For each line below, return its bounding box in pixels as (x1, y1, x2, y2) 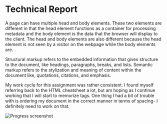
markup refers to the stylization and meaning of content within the (5, 66, 141, 73)
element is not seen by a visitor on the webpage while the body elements (5, 41, 156, 47)
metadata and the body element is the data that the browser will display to (5, 30, 158, 36)
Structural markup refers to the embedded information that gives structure (5, 56, 158, 62)
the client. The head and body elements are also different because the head (5, 36, 161, 42)
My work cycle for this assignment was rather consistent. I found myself (5, 81, 154, 88)
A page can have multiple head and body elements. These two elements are (5, 20, 162, 26)
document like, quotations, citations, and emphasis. (5, 72, 111, 78)
